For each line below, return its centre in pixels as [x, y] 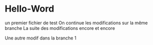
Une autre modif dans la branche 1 [41, 38]
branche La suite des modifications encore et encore [60, 28]
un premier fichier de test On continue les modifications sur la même [76, 23]
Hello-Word [29, 9]
